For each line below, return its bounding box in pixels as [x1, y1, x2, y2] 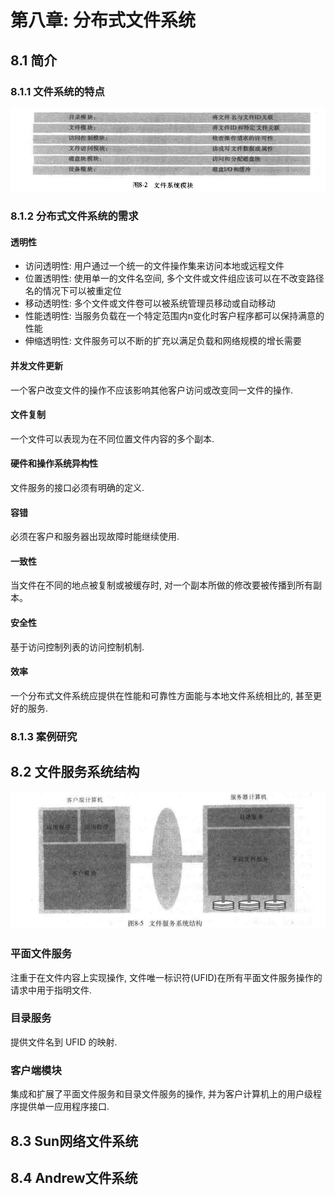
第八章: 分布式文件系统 [10, 9, 196, 32]
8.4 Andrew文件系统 [10, 1169, 138, 1186]
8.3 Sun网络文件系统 [10, 1132, 139, 1150]
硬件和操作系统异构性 [10, 457, 98, 470]
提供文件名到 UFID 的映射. [10, 1036, 118, 1048]
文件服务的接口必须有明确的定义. [10, 481, 145, 493]
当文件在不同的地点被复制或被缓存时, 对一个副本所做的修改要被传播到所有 [10, 579, 313, 591]
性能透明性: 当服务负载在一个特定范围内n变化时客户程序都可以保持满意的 [24, 310, 325, 322]
